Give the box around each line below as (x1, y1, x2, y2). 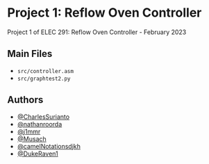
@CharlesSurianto (17, 113, 70, 121)
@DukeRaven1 (17, 149, 58, 158)
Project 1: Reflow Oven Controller (7, 5, 202, 21)
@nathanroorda (17, 120, 62, 128)
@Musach (17, 134, 47, 143)
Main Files (7, 48, 53, 60)
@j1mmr (17, 127, 41, 136)
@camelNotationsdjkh (17, 142, 81, 150)
